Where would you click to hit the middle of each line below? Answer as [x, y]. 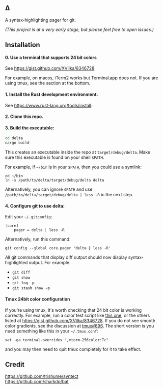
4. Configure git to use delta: [35, 206]
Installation [23, 45]
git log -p [23, 283]
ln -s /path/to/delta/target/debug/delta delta [55, 180]
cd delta [14, 138]
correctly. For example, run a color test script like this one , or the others [78, 315]
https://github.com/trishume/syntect [42, 376]
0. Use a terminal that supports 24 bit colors [51, 57]
